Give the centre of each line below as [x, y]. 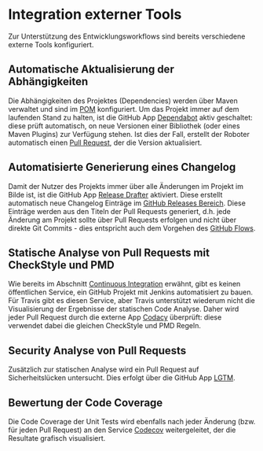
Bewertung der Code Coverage [86, 403]
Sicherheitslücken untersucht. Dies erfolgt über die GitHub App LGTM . [122, 378]
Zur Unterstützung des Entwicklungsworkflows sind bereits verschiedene [127, 36]
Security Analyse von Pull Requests [97, 351]
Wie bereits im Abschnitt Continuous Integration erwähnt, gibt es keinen [124, 284]
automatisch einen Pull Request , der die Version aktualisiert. [105, 142]
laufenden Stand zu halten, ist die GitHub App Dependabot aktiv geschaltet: [130, 117]
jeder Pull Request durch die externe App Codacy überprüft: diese [115, 317]
